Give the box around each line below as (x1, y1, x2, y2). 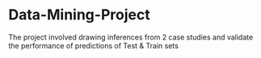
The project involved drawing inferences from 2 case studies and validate (8, 32, 254, 42)
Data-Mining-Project (8, 6, 151, 24)
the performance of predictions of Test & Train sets (8, 40, 179, 50)
